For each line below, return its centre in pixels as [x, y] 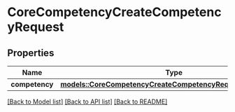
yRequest [36, 27]
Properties [31, 53]
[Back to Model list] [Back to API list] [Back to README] [87, 101]
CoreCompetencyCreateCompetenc [114, 12]
